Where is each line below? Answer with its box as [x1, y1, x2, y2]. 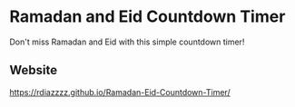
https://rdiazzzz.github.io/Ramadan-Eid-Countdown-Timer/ [9, 86, 231, 97]
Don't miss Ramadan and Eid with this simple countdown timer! [9, 36, 245, 47]
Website [9, 63, 57, 78]
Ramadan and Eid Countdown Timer [9, 6, 286, 27]
